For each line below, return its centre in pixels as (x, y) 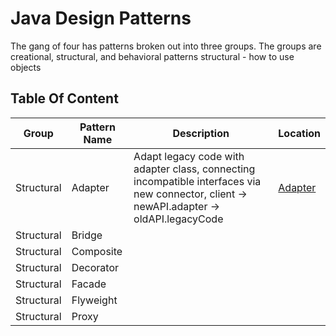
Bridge (87, 235)
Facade (89, 284)
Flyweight (94, 300)
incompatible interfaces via (197, 181)
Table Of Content (64, 98)
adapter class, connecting (194, 169)
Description (201, 133)
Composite (97, 251)
